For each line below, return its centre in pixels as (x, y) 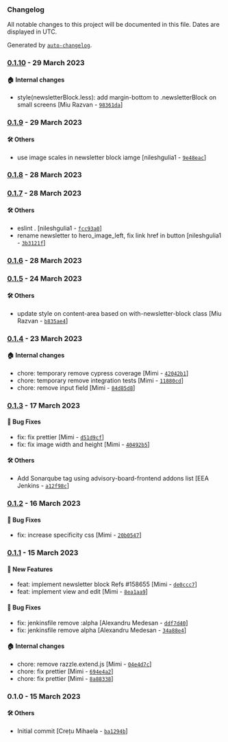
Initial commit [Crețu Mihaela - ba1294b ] (72, 731)
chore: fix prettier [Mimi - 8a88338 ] (65, 678)
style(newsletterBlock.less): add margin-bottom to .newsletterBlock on (117, 97)
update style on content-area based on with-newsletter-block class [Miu (119, 313)
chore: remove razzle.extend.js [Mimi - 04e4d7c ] (84, 664)
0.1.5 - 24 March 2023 (45, 279)
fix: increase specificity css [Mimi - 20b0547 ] (79, 535)
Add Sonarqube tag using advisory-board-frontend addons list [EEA (113, 478)
